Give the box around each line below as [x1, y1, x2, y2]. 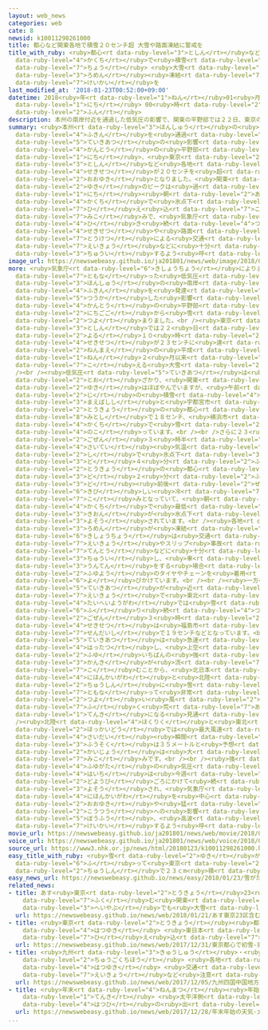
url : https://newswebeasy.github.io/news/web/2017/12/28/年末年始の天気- [15, 1008, 258, 1016]
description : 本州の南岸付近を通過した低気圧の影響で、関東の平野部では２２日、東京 [8, 116, 257, 124]
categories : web [8, 19, 62, 27]
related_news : [8, 881, 56, 890]
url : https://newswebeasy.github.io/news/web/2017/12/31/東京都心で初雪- [15, 941, 258, 949]
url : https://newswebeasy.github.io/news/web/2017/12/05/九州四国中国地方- [15, 978, 263, 986]
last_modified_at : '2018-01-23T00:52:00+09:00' [8, 86, 170, 94]
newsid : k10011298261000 [8, 34, 91, 42]
